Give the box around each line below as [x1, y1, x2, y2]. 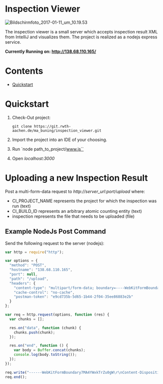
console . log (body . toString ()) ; [14, 352, 77, 357]
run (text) [12, 203, 31, 209]
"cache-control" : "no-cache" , [14, 290, 75, 295]
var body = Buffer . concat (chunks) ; [14, 348, 86, 352]
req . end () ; [5, 374, 27, 379]
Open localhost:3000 [12, 155, 55, 161]
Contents [5, 65, 44, 77]
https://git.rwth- [33, 124, 71, 129]
